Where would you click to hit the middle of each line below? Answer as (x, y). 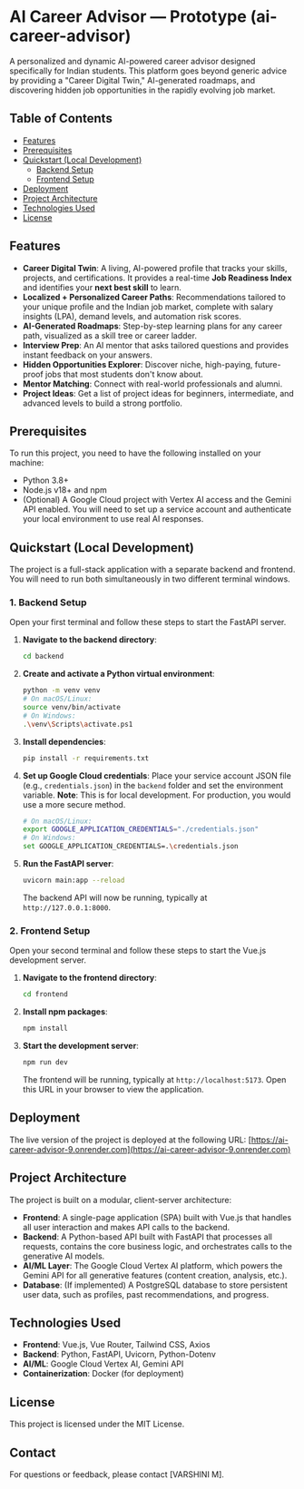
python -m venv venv (61, 691)
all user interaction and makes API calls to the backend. (126, 1227)
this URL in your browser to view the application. (113, 1089)
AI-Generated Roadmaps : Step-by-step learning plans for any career (152, 326)
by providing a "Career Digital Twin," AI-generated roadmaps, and (132, 80)
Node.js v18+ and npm (64, 490)
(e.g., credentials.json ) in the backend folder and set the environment (153, 785)
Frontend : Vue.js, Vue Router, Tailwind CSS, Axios (116, 1345)
